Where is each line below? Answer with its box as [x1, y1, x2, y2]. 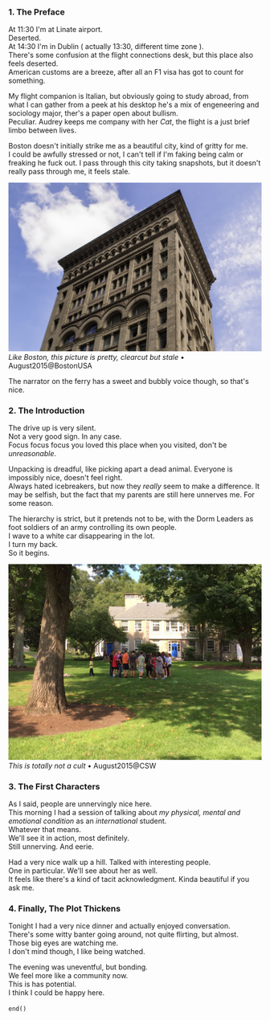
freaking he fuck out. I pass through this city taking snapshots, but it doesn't [8, 158, 261, 168]
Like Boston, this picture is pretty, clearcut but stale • [8, 352, 185, 361]
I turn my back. [8, 540, 59, 549]
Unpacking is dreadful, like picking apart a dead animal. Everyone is [8, 464, 233, 474]
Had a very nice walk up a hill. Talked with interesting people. [8, 857, 211, 867]
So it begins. [8, 549, 50, 558]
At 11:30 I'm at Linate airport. [8, 25, 103, 35]
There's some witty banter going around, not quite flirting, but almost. [8, 930, 239, 940]
